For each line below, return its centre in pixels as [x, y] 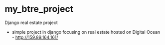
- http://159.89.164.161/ [35, 37]
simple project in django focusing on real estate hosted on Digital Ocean [86, 32]
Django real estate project [31, 22]
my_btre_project [39, 9]
